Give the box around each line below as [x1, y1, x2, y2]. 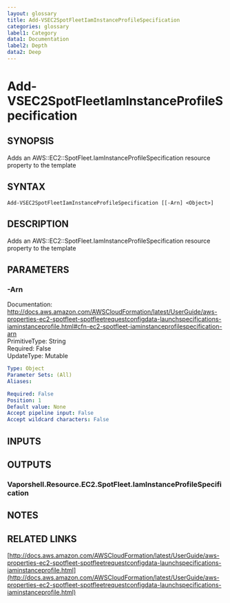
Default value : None [7, 403, 67, 410]
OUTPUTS [7, 458, 52, 470]
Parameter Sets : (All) [7, 371, 72, 379]
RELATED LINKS [7, 533, 77, 545]
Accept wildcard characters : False [7, 416, 109, 423]
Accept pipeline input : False [7, 409, 94, 417]
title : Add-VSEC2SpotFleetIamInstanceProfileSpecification [7, 17, 180, 24]
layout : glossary [7, 10, 57, 17]
